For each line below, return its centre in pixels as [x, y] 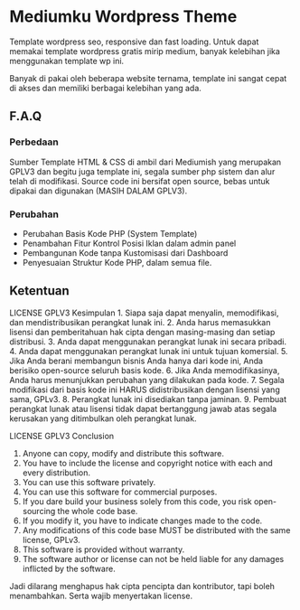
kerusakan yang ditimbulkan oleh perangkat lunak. [103, 418]
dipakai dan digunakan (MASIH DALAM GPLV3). [98, 191]
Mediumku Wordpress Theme [123, 17]
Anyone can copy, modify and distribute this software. [123, 453]
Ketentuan [39, 291]
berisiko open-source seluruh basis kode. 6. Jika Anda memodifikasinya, [145, 370]
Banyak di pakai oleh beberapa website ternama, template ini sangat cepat [148, 78]
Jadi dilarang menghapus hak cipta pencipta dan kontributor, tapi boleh [142, 586]
